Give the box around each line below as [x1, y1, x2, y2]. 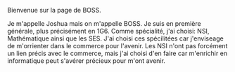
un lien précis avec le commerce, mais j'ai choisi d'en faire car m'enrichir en [7, 49, 227, 57]
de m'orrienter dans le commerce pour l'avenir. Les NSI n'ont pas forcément [7, 42, 228, 50]
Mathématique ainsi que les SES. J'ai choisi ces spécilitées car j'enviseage [7, 34, 224, 43]
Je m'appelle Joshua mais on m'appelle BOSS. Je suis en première [7, 20, 202, 27]
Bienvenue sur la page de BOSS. [7, 6, 102, 14]
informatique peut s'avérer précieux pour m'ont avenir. [7, 57, 165, 65]
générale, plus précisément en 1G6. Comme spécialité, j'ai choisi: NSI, [7, 27, 210, 35]
